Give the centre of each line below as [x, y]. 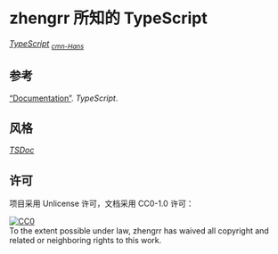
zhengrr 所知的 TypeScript [108, 18]
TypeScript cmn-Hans [47, 44]
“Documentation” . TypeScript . [64, 98]
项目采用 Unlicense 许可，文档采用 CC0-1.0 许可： [102, 204]
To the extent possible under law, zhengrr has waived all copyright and [139, 231]
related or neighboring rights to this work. [86, 241]
